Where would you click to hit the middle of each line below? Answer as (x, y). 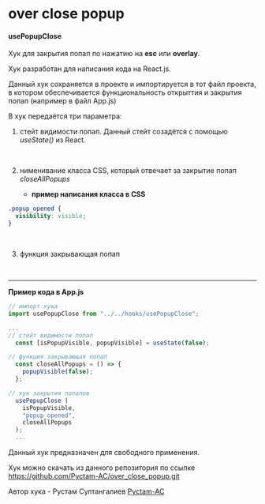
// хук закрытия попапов (49, 393)
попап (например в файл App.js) (62, 101)
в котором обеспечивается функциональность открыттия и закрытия (125, 92)
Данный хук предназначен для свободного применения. (104, 453)
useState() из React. (52, 140)
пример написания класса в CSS (88, 194)
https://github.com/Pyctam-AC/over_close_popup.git (94, 476)
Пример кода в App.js (46, 292)
